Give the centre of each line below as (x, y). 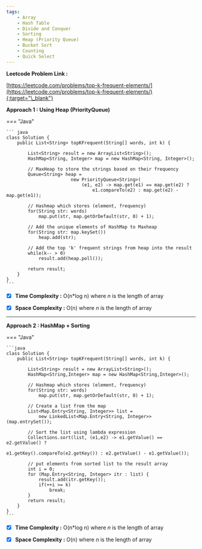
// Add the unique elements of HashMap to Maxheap (93, 227)
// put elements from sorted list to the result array (98, 464)
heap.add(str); (57, 237)
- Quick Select (36, 56)
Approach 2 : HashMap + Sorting (48, 326)
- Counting (31, 51)
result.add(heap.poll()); (71, 258)
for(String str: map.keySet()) (67, 232)
